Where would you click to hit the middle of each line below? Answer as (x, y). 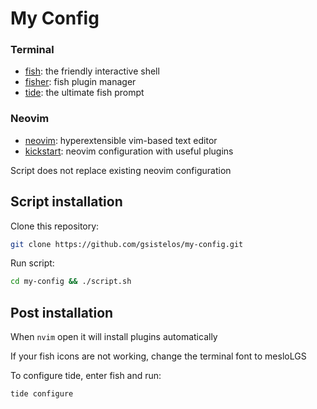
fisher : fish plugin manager (80, 82)
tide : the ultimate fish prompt (84, 93)
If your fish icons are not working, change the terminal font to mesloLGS (158, 356)
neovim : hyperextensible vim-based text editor (121, 140)
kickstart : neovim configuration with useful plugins (129, 151)
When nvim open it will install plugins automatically (114, 337)
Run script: (32, 263)
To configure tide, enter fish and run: (86, 376)
